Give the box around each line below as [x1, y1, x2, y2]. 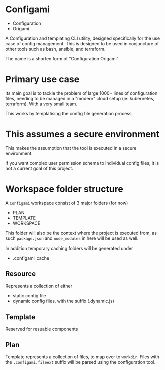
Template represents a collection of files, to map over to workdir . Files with [5, 354, 159, 360]
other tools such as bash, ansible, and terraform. [5, 46, 106, 52]
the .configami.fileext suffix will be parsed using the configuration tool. [5, 359, 156, 365]
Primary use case [5, 74, 80, 85]
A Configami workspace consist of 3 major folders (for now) [5, 200, 128, 206]
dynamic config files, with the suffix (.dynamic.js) [12, 298, 114, 304]
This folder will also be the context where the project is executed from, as [5, 230, 157, 236]
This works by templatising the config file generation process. [5, 110, 133, 116]
